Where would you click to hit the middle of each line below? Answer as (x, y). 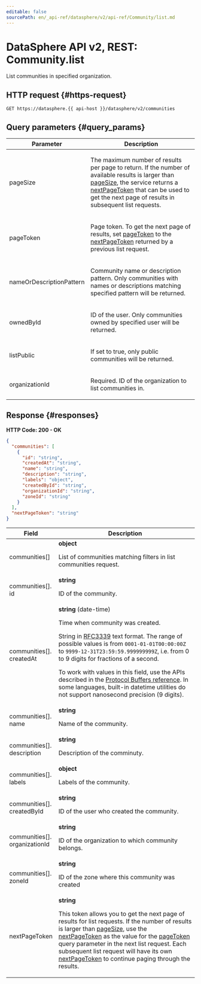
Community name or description (136, 271)
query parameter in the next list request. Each (122, 944)
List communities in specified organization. (59, 76)
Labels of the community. (94, 782)
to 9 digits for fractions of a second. (109, 659)
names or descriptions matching (136, 286)
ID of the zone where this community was (117, 877)
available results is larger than (133, 175)
